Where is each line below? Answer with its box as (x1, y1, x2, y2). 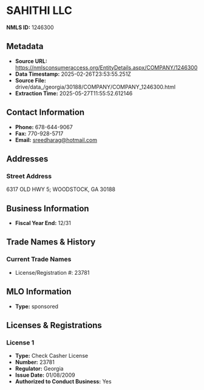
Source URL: (15, 57, 47, 64)
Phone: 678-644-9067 (15, 123, 73, 130)
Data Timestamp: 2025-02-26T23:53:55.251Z (15, 70, 132, 78)
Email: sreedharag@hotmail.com (15, 136, 97, 143)
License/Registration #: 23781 (15, 269, 90, 276)
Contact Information (6, 107, 85, 118)
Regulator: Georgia (15, 365, 64, 372)
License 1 (6, 338, 35, 346)
